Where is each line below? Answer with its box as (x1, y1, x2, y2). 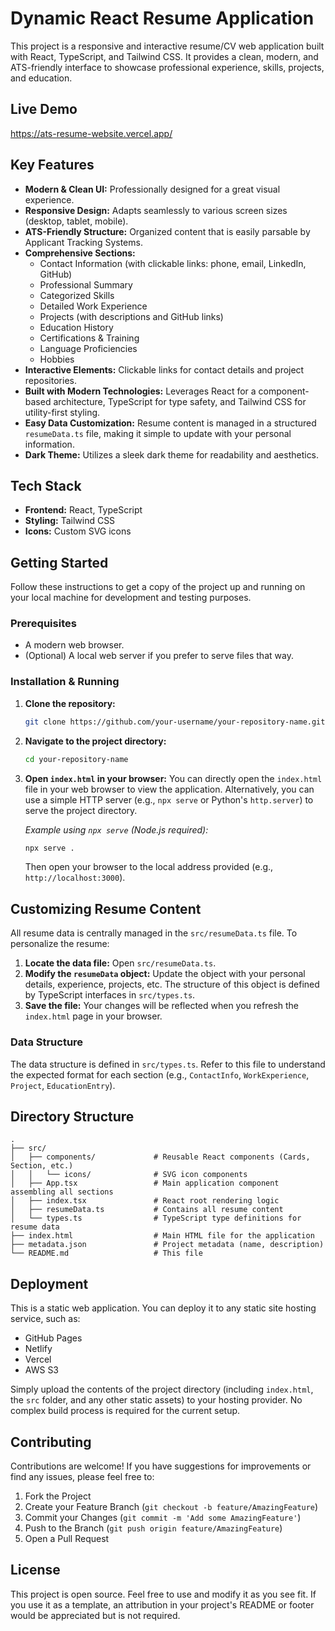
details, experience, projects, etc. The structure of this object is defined (24, 978, 320, 991)
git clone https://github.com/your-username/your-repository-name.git (24, 717, 326, 727)
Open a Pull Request (24, 1532, 110, 1544)
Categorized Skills (39, 289, 115, 301)
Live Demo (10, 101, 78, 118)
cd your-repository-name (24, 754, 129, 764)
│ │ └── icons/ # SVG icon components (10, 1170, 248, 1180)
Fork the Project (24, 1490, 92, 1502)
